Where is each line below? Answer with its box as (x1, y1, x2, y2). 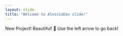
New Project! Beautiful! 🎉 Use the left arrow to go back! (5, 25, 119, 31)
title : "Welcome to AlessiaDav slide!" (5, 12, 88, 17)
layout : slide (5, 7, 35, 12)
